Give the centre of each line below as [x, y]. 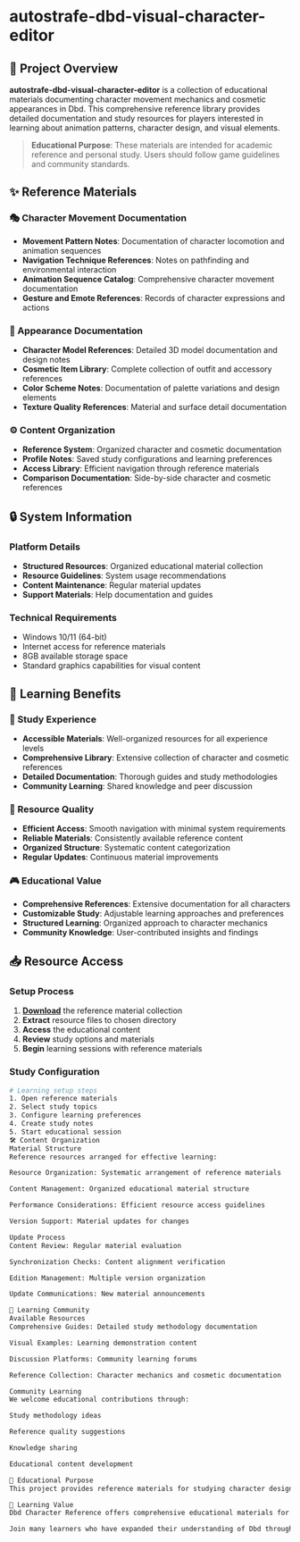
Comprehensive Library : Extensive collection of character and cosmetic [155, 758]
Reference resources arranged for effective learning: [113, 1157]
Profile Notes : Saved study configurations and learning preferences [147, 459]
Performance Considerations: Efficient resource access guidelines [137, 1205]
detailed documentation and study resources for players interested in [136, 118]
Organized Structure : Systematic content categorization [126, 848]
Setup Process [42, 991]
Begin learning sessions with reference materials [112, 1049]
